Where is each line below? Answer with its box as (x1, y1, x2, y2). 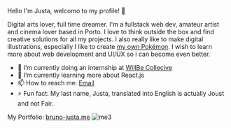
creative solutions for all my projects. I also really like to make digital (7, 35, 204, 43)
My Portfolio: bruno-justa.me (7, 113, 91, 121)
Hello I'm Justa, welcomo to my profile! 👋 (7, 7, 126, 15)
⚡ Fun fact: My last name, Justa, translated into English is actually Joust (17, 90, 225, 97)
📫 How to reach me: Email (17, 79, 94, 87)
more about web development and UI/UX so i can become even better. (7, 50, 211, 58)
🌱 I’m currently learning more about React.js (17, 71, 145, 79)
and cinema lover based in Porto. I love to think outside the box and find (7, 28, 215, 36)
